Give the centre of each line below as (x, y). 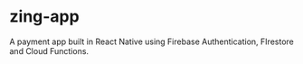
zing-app (44, 17)
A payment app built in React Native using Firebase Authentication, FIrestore (151, 41)
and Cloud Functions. (49, 50)
